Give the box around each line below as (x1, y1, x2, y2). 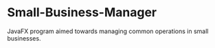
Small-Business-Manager (7, 5, 157, 20)
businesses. (7, 34, 41, 42)
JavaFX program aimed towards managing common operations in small (7, 27, 209, 35)
